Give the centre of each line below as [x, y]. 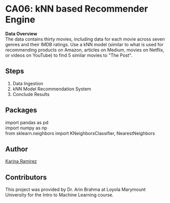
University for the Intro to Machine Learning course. [59, 195]
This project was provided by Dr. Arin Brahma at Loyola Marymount [76, 190]
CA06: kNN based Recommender [77, 9]
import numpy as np [26, 128]
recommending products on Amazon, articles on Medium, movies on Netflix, [85, 50]
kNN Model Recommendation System [52, 89]
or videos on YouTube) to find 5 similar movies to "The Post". [69, 55]
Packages [21, 110]
